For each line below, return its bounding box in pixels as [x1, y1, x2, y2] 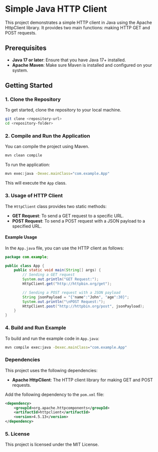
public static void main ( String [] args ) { [14, 268, 101, 273]
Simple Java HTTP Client [5, 3, 107, 15]
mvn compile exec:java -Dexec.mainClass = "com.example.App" [5, 345, 127, 350]
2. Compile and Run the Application [5, 132, 90, 139]
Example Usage [5, 234, 37, 240]
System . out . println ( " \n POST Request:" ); [22, 299, 105, 304]
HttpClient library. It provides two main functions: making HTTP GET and [5, 24, 150, 30]
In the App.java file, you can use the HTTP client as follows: [5, 245, 124, 251]
